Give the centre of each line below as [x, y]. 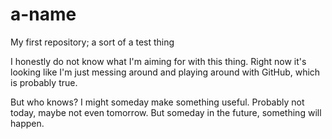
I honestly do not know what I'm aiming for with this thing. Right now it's [158, 61]
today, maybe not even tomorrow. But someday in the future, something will [166, 112]
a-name [43, 14]
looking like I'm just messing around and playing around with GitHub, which [165, 72]
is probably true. [44, 82]
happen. [27, 123]
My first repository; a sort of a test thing [92, 42]
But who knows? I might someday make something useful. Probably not [157, 102]
